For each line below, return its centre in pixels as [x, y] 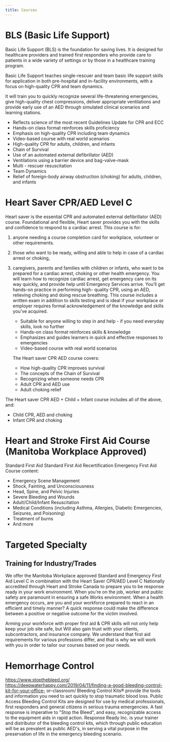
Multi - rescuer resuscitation [42, 166]
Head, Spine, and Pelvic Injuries [46, 492]
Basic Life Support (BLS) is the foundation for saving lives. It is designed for [84, 49]
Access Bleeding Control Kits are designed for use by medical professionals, [85, 702]
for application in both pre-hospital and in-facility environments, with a [79, 81]
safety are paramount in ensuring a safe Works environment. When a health [84, 597]
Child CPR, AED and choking [42, 415]
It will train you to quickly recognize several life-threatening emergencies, [82, 96]
